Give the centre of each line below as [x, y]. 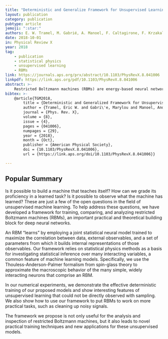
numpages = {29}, [41, 131]
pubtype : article [23, 24]
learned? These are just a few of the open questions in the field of [73, 201]
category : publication [29, 19]
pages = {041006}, [42, 126]
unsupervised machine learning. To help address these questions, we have [82, 207]
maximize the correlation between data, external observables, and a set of [82, 238]
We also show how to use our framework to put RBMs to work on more [78, 300]
